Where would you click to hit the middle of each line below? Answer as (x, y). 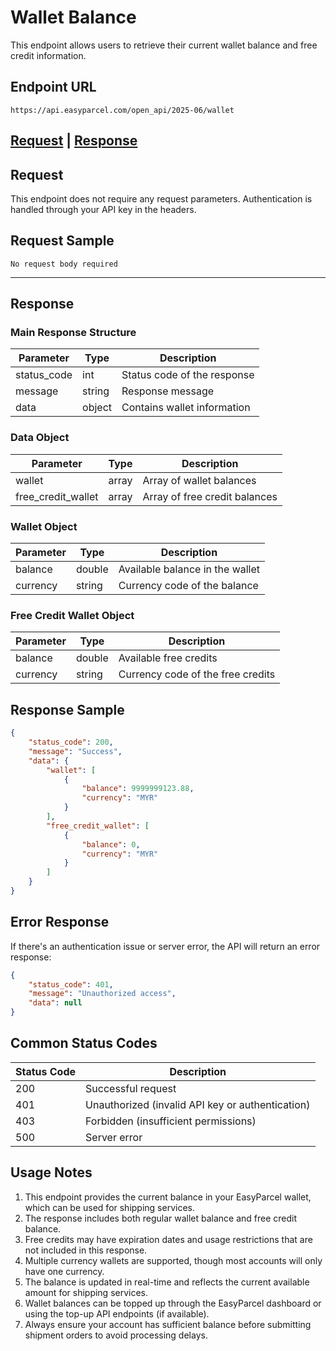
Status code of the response (188, 375)
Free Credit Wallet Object (72, 615)
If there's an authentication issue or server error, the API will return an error (165, 946)
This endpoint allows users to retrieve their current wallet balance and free (164, 45)
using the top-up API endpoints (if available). (117, 1313)
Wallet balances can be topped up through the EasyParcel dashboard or (173, 1303)
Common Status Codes (84, 1043)
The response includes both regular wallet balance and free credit (161, 1218)
